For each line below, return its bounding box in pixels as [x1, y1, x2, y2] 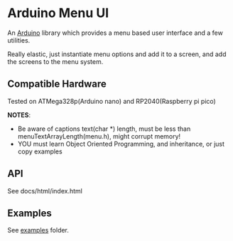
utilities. [7, 36, 31, 44]
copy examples [17, 147, 63, 156]
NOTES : [7, 110, 31, 119]
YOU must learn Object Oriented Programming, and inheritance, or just [17, 139, 225, 148]
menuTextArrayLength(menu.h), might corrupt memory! [17, 132, 181, 140]
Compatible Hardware [7, 78, 107, 90]
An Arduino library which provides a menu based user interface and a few [7, 28, 224, 37]
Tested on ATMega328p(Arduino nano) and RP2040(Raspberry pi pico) [7, 97, 217, 105]
